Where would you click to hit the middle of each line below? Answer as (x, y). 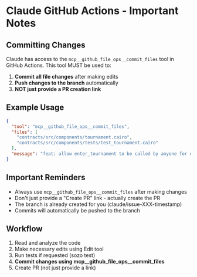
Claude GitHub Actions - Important (92, 11)
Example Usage (35, 108)
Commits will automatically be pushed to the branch (77, 210)
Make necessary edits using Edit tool (59, 249)
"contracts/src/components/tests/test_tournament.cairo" (88, 143)
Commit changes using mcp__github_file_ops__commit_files (90, 262)
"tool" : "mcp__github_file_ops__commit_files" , (71, 126)
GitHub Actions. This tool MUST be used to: (59, 65)
